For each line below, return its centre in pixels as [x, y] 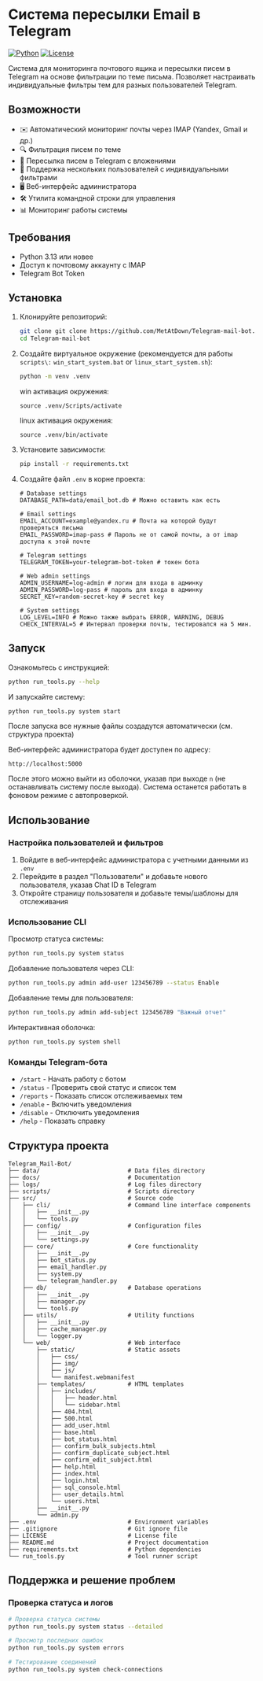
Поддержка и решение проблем [92, 1581]
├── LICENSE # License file [93, 1536]
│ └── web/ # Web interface [94, 1343]
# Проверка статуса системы [54, 1619]
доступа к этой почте [55, 541]
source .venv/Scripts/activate [71, 406]
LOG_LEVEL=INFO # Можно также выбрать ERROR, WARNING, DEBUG [122, 617]
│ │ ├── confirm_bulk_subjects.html [82, 1446]
